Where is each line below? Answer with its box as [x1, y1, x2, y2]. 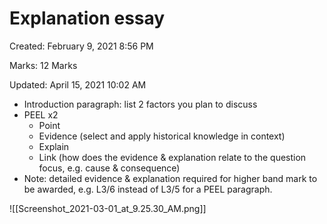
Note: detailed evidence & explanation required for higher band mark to [23, 172, 318, 184]
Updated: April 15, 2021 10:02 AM [9, 78, 147, 91]
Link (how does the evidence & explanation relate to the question [38, 151, 307, 163]
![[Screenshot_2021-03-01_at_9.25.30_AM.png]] [9, 202, 207, 214]
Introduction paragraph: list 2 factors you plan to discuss [23, 98, 258, 110]
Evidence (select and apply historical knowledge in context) [38, 130, 286, 142]
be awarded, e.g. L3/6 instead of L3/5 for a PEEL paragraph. [23, 183, 273, 195]
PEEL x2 [23, 108, 59, 121]
